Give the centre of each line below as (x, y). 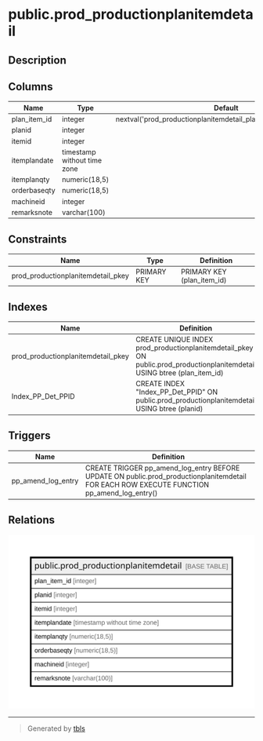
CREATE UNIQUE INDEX (175, 340)
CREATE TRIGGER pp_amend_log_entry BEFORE (162, 468)
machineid (28, 201)
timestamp (79, 151)
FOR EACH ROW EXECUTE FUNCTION (147, 485)
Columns (31, 87)
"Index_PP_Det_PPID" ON (177, 392)
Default (226, 108)
